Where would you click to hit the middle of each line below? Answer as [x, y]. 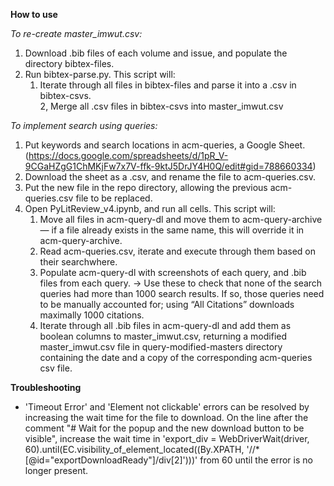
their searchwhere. [78, 262]
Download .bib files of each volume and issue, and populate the [156, 53]
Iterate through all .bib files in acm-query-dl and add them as [165, 325]
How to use [34, 14]
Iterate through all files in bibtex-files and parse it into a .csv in [168, 85]
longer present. [56, 470]
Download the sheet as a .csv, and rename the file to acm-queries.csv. [170, 177]
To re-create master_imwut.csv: [76, 33]
